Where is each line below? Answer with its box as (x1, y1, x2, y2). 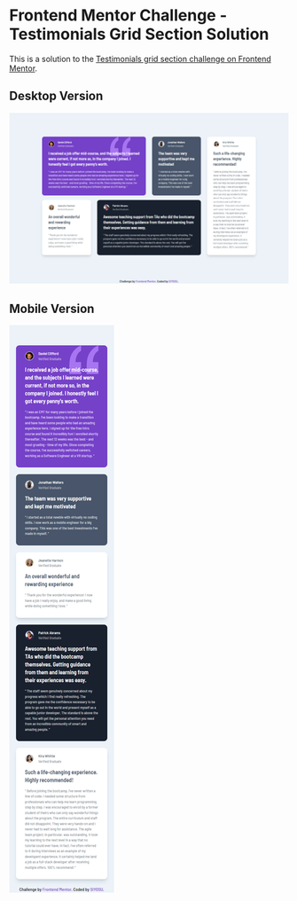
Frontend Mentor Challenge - (9, 5, 228, 26)
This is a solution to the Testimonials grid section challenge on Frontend (9, 53, 272, 64)
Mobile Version (9, 301, 95, 316)
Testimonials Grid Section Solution (9, 24, 270, 44)
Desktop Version (9, 89, 104, 104)
